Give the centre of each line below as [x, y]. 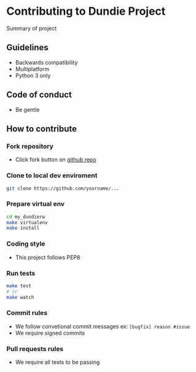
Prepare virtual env [36, 204]
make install [23, 228]
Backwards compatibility [46, 62]
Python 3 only [33, 76]
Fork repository [30, 146]
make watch [20, 297]
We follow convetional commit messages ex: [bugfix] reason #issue [103, 326]
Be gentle [27, 109]
